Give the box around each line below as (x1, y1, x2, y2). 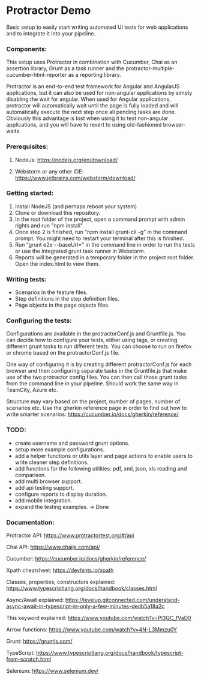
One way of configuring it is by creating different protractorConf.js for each (6, 361, 192, 368)
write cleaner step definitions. (14, 459, 89, 466)
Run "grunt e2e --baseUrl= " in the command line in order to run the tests (14, 241, 195, 248)
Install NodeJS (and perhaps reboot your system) (14, 202, 137, 210)
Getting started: (6, 189, 54, 197)
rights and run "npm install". (14, 221, 84, 229)
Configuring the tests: (6, 316, 72, 325)
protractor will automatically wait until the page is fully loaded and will (6, 102, 179, 109)
